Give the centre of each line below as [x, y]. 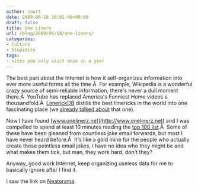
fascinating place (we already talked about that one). [71, 109]
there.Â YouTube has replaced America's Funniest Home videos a [87, 96]
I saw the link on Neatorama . [41, 181]
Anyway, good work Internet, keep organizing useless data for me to [90, 163]
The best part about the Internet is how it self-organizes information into [94, 78]
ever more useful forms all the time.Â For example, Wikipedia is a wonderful [99, 84]
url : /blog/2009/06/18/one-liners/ [50, 34]
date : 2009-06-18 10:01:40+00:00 [47, 17]
